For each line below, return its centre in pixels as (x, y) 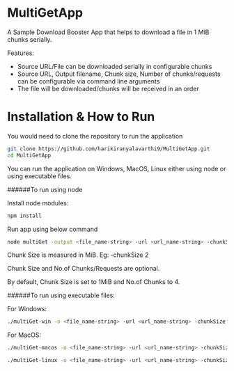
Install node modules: (38, 203)
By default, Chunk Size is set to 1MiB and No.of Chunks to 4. (94, 282)
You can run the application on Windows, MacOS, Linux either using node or (117, 168)
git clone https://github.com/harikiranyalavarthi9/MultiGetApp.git (109, 149)
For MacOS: (24, 335)
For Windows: (27, 309)
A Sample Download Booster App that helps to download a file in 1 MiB (108, 32)
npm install (24, 216)
